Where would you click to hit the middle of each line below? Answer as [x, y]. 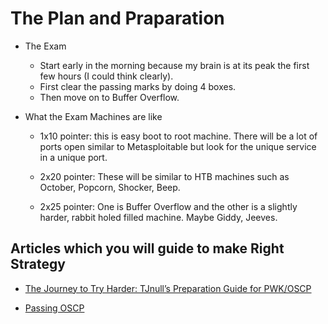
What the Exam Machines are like [93, 116]
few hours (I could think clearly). [106, 76]
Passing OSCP [54, 308]
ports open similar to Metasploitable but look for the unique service [178, 146]
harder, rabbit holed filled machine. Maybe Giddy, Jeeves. [158, 217]
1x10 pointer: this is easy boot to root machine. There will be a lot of [178, 136]
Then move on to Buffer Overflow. [109, 97]
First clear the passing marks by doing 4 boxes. [138, 86]
